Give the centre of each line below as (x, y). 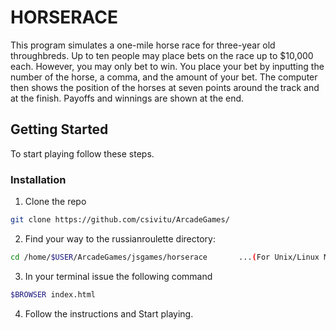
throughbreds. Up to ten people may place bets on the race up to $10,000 (162, 55)
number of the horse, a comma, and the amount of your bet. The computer (164, 77)
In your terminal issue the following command (118, 276)
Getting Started (59, 129)
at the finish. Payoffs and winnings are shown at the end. (127, 98)
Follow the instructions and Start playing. (109, 313)
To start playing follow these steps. (82, 153)
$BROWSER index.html (53, 294)
